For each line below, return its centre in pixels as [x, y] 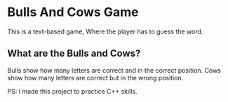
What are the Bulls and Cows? [74, 53]
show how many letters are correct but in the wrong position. [95, 78]
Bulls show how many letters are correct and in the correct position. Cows [114, 70]
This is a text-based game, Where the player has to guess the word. [105, 31]
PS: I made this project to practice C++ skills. [72, 91]
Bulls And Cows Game [73, 12]
